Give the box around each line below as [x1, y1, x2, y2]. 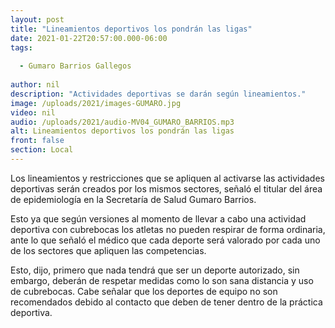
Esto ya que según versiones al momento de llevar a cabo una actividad [10, 212, 307, 225]
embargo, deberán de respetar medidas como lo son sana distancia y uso [10, 274, 314, 286]
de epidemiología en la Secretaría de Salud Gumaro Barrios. [10, 193, 257, 205]
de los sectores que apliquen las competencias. [10, 244, 207, 256]
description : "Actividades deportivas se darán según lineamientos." [10, 89, 307, 99]
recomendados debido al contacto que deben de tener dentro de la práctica [10, 296, 323, 308]
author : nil [10, 80, 60, 90]
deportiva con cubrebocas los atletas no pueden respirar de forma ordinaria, [10, 223, 326, 235]
